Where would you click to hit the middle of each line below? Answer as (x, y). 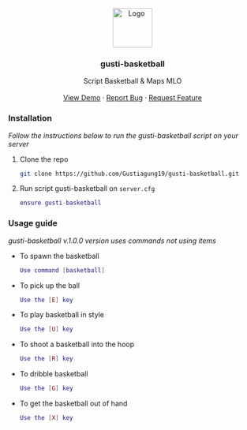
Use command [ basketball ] (62, 270)
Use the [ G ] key (46, 389)
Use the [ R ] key (46, 359)
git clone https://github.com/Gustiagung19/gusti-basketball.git (129, 174)
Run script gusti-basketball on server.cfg (87, 189)
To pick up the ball (50, 285)
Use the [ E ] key (46, 300)
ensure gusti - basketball (60, 203)
